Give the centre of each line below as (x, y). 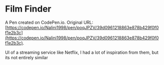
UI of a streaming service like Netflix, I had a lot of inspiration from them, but (82, 52)
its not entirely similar (27, 57)
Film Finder (28, 9)
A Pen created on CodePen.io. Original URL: (49, 22)
